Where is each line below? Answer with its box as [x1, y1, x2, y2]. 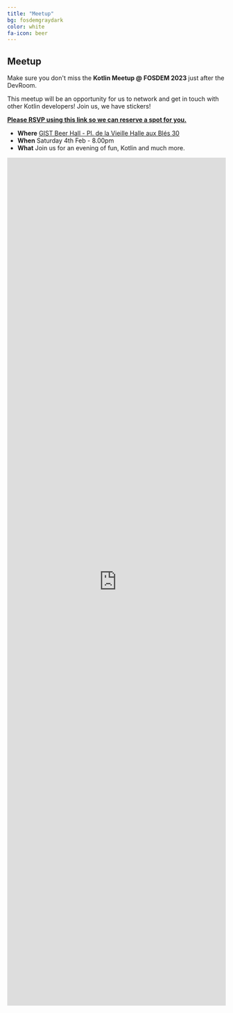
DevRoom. [7, 81, 37, 90]
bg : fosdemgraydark [7, 17, 64, 24]
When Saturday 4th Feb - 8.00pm [17, 136, 114, 145]
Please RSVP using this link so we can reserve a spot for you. [7, 115, 187, 124]
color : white [7, 23, 45, 30]
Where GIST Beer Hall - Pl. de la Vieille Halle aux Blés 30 [17, 129, 180, 138]
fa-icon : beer [7, 29, 49, 37]
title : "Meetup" [7, 10, 54, 17]
